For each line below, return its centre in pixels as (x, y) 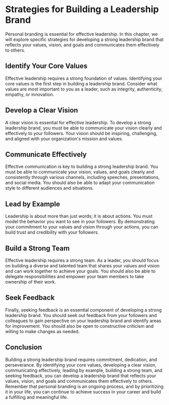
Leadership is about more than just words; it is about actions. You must (79, 216)
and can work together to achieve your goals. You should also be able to (80, 271)
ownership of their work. (31, 282)
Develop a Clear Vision (42, 110)
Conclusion (24, 347)
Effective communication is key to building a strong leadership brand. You (82, 167)
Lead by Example (33, 204)
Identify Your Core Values (46, 66)
